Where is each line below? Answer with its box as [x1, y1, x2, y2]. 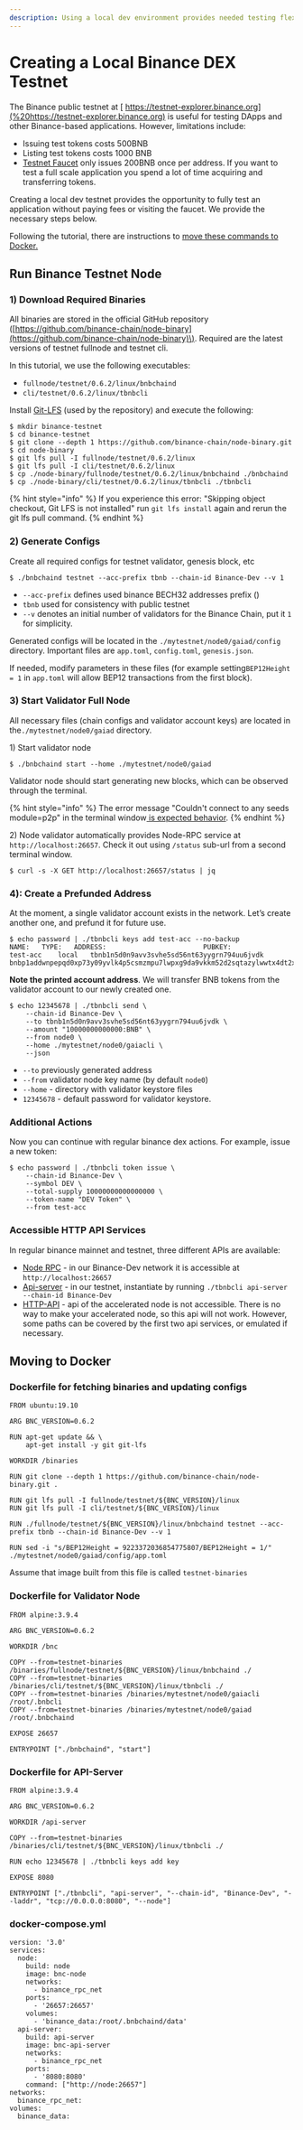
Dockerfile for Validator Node [9, 1590, 141, 1602]
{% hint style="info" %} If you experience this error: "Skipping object [9, 493, 266, 504]
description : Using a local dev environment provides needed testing [9, 13, 277, 23]
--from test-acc [25, 1203, 87, 1212]
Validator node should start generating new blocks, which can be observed [9, 775, 289, 786]
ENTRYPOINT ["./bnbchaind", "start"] [9, 1744, 151, 1753]
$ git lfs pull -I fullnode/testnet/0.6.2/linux [9, 453, 196, 463]
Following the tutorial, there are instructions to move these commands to [9, 230, 279, 241]
